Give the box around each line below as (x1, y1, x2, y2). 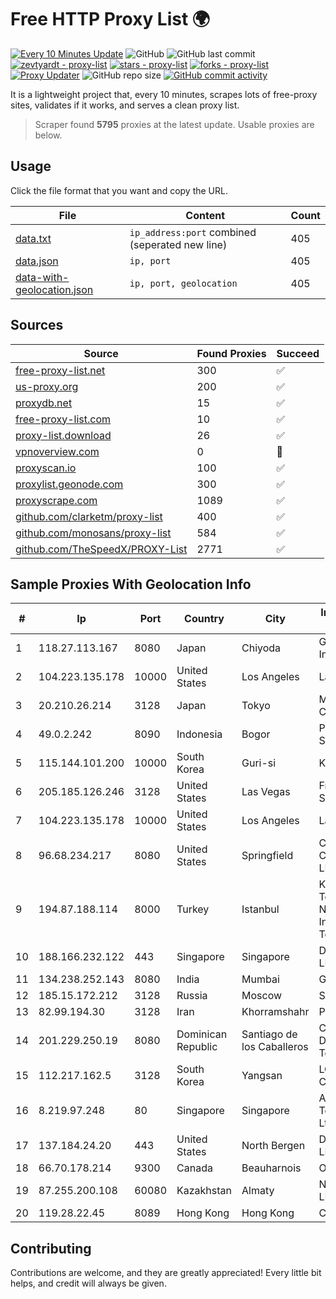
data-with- (15, 270, 70, 284)
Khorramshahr (241, 1005, 310, 1019)
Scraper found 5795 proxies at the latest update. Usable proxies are (34, 118, 315, 130)
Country (184, 612, 225, 626)
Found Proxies (196, 346, 267, 360)
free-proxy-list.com (15, 412, 112, 426)
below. (34, 129, 63, 141)
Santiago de (241, 1027, 298, 1041)
